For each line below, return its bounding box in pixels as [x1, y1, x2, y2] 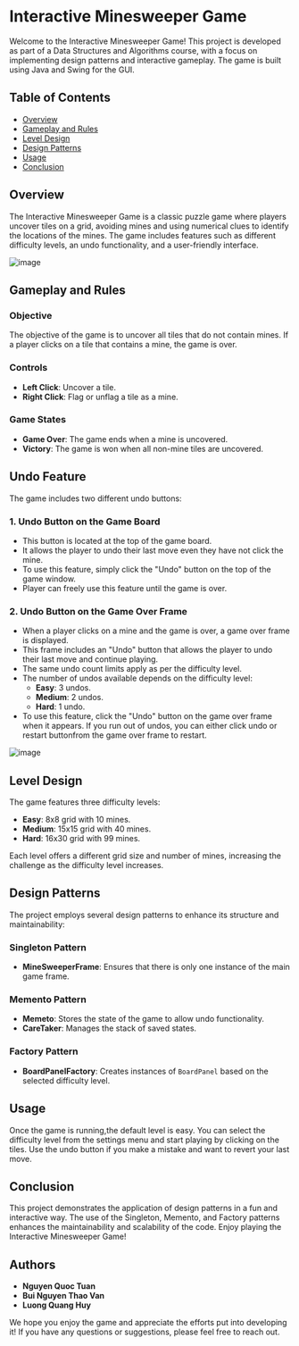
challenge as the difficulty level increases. [9, 860, 164, 871]
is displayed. [21, 635, 69, 646]
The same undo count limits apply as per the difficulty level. [21, 664, 243, 674]
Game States [9, 414, 67, 426]
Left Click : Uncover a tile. [21, 381, 116, 392]
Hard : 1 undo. [35, 701, 86, 712]
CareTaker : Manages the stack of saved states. [21, 1023, 197, 1033]
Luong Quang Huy [21, 1300, 92, 1310]
